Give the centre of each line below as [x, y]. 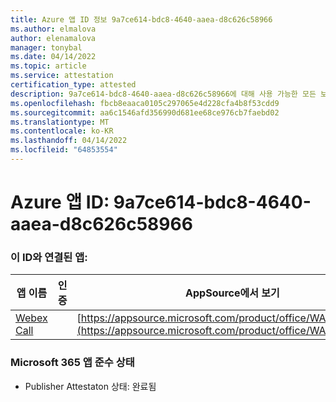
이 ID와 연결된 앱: [49, 257]
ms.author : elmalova [53, 29]
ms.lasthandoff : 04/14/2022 [69, 141]
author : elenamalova [53, 38]
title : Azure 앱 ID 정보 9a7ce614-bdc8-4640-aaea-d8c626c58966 [141, 19]
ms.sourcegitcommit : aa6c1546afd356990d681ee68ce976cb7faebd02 [145, 112]
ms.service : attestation [62, 76]
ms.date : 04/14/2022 [53, 57]
